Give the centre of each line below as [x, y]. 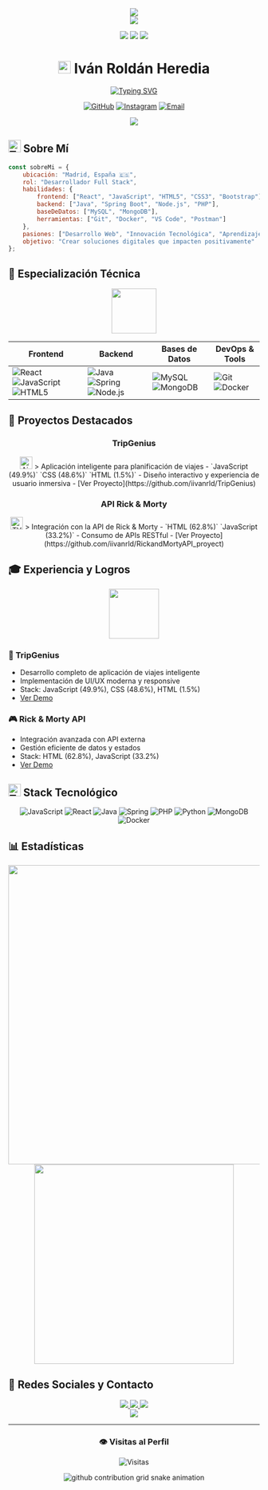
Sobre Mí [46, 149]
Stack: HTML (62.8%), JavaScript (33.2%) [89, 757]
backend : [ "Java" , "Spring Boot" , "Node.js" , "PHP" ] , [128, 204]
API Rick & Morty [134, 504]
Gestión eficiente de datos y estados [80, 748]
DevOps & [235, 349]
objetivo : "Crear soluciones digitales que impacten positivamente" [139, 241]
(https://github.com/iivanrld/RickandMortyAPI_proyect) [134, 544]
